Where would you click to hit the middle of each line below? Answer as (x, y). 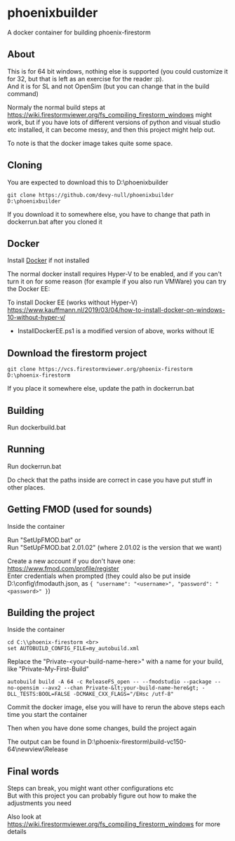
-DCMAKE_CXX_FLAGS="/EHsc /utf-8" (123, 694)
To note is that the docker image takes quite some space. (90, 143)
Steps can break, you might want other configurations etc (90, 788)
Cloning (25, 165)
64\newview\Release (38, 749)
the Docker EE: (29, 289)
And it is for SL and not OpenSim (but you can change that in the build (108, 86)
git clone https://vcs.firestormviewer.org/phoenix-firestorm (100, 370)
